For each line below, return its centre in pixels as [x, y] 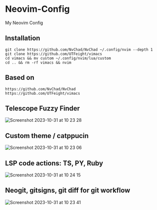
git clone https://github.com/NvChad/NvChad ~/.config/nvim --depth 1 [79, 50]
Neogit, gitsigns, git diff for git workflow [68, 191]
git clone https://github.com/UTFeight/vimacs [54, 54]
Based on [20, 78]
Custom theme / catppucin [47, 136]
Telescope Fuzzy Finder [43, 108]
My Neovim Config [24, 23]
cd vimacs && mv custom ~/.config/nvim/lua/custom [58, 58]
